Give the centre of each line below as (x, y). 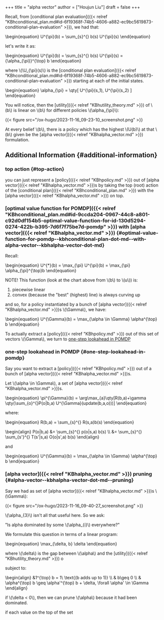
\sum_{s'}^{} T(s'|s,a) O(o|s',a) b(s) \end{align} (52, 437)
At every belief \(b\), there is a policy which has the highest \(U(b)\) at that (80, 129)
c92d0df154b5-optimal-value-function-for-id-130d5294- (75, 221)
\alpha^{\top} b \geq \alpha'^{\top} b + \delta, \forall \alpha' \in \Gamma (77, 583)
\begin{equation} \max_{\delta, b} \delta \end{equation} (61, 544)
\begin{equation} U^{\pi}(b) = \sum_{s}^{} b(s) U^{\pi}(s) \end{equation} (78, 37)
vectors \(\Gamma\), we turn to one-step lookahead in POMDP (68, 339)
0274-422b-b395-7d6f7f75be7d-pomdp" (56, 226)
